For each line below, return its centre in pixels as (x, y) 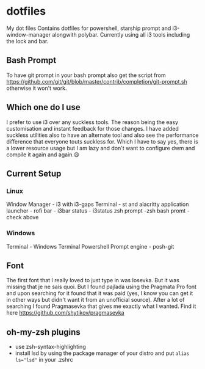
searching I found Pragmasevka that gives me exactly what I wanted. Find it (101, 306)
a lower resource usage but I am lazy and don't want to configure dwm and (101, 148)
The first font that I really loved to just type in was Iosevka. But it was (93, 280)
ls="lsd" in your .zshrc (44, 360)
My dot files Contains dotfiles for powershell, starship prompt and (89, 28)
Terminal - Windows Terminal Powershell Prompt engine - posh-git (90, 246)
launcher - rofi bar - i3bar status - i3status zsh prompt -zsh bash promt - (98, 211)
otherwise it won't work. (37, 88)
